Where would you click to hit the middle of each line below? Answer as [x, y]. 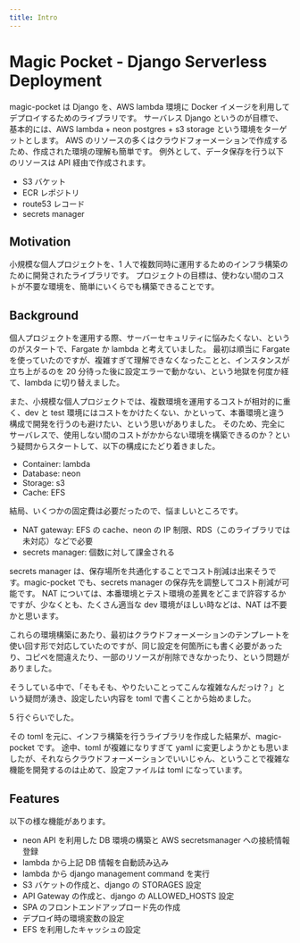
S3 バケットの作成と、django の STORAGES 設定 [112, 885]
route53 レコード [54, 204]
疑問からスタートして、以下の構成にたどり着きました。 [118, 446]
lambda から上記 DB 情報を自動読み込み [96, 862]
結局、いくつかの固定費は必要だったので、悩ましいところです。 [126, 511]
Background [44, 315]
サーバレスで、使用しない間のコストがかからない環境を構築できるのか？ [142, 435]
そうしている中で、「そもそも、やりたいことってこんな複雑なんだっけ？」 [144, 688]
